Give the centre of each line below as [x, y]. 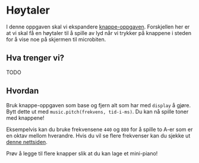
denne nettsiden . [27, 142]
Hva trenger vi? [35, 58]
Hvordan [23, 91]
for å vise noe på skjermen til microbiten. [56, 39]
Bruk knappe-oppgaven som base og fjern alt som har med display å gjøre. [99, 105]
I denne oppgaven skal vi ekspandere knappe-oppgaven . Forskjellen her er [98, 27]
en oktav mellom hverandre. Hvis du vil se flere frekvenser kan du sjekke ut [98, 135]
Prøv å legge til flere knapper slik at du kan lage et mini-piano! [82, 153]
